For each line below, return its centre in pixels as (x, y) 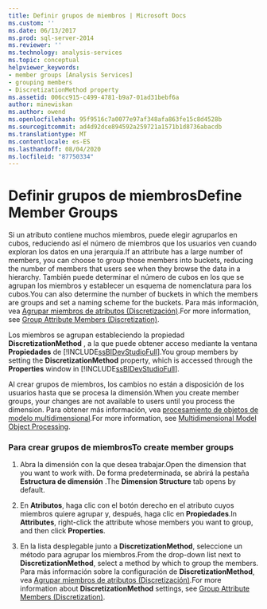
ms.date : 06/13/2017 (43, 30)
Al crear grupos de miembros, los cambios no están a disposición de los (126, 384)
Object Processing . (39, 426)
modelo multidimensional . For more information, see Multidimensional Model (132, 418)
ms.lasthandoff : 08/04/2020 (55, 149)
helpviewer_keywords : (44, 68)
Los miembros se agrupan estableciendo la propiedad (97, 335)
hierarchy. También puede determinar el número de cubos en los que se (126, 277)
